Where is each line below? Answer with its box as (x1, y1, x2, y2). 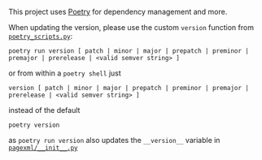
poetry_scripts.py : (8, 32, 73, 41)
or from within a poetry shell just (8, 68, 122, 78)
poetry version (8, 121, 60, 129)
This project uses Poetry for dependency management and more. (8, 7, 228, 16)
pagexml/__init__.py (8, 144, 79, 152)
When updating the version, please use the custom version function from (8, 23, 255, 32)
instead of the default (8, 106, 81, 115)
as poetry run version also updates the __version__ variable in (8, 136, 221, 145)
